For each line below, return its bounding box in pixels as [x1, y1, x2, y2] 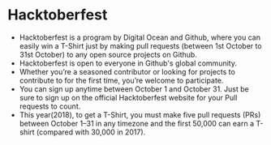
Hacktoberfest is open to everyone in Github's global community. [19, 58, 237, 68]
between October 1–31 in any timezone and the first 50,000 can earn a [19, 118, 255, 128]
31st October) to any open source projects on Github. [19, 49, 198, 59]
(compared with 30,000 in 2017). [36, 127, 146, 137]
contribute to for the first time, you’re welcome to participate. [19, 75, 224, 85]
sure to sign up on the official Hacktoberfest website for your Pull [19, 92, 238, 102]
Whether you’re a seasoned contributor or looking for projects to [19, 66, 236, 76]
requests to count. [19, 101, 81, 111]
